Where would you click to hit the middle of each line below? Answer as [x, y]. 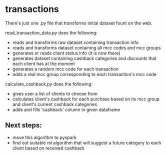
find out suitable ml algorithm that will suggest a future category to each [87, 142]
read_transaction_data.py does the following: [51, 32]
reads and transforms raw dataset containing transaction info [75, 42]
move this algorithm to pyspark [44, 137]
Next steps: [24, 125]
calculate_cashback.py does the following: [49, 84]
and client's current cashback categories [55, 104]
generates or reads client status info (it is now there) [66, 53]
